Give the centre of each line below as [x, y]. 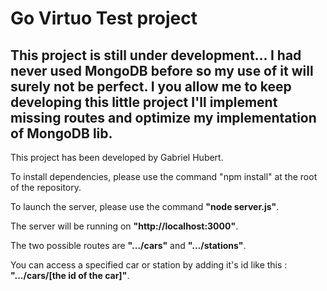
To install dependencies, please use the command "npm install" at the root [164, 176]
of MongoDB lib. [61, 133]
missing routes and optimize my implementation [163, 117]
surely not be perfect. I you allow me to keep [151, 86]
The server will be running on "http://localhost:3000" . [124, 226]
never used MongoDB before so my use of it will [162, 70]
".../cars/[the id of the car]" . [70, 275]
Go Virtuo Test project [104, 18]
